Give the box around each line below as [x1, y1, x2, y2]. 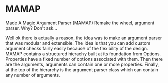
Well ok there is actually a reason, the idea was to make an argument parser [5, 35, 162, 41]
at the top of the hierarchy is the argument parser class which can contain [5, 66, 158, 73]
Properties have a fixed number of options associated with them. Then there [5, 56, 163, 62]
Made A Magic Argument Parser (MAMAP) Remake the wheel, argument [5, 20, 155, 26]
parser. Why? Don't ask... [5, 25, 58, 31]
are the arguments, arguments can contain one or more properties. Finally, [5, 61, 159, 67]
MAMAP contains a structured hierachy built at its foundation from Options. [5, 51, 161, 57]
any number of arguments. [5, 72, 60, 78]
